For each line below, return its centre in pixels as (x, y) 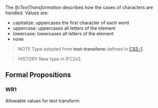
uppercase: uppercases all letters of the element (64, 28)
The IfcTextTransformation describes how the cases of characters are (79, 7)
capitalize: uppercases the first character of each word (71, 23)
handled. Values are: (27, 13)
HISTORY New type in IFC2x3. (50, 59)
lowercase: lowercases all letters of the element (63, 34)
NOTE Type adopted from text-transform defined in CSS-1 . (81, 49)
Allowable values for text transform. (43, 101)
